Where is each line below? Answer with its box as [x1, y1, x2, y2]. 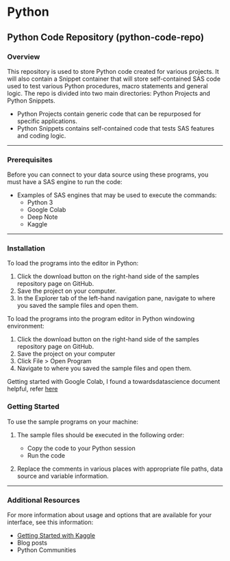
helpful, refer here [7, 384, 58, 393]
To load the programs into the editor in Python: [7, 259, 139, 268]
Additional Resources [7, 495, 80, 505]
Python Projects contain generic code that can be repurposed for [16, 109, 201, 118]
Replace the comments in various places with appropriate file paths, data [16, 465, 223, 473]
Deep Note [27, 213, 58, 221]
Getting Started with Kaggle [16, 532, 96, 540]
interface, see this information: [7, 518, 94, 527]
